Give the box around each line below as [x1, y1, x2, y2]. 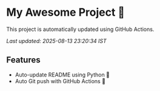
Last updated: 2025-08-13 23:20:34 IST [6, 37, 107, 44]
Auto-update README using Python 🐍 [15, 71, 110, 78]
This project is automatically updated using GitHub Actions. [6, 25, 155, 33]
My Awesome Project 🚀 [6, 5, 125, 19]
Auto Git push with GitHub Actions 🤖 [15, 77, 106, 84]
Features [6, 55, 41, 66]
